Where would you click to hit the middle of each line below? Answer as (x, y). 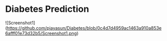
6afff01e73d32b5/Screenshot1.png (41, 33)
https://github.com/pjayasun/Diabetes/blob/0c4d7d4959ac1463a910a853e (84, 28)
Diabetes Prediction (47, 9)
